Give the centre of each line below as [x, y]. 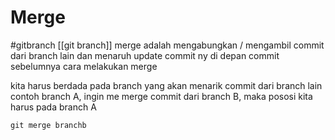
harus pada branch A [53, 107]
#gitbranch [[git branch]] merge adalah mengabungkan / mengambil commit [167, 45]
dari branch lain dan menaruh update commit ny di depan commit [145, 55]
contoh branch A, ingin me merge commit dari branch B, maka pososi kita [161, 96]
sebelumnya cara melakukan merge [84, 66]
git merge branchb [48, 125]
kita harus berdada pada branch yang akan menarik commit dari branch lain [166, 85]
